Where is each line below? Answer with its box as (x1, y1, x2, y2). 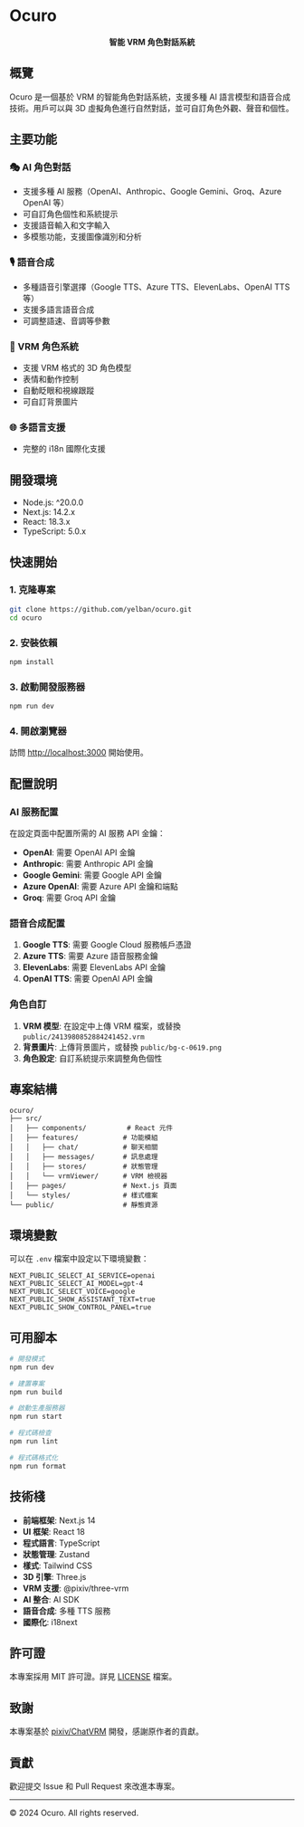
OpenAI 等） (22, 197, 70, 208)
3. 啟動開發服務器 (9, 680, 86, 693)
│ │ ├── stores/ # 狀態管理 (9, 1162, 158, 1172)
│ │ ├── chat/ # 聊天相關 (9, 1143, 158, 1152)
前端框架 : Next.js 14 (22, 1515, 97, 1526)
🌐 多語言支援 (9, 421, 66, 433)
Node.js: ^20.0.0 (22, 497, 84, 508)
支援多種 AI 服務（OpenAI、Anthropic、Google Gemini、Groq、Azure (22, 186, 282, 197)
